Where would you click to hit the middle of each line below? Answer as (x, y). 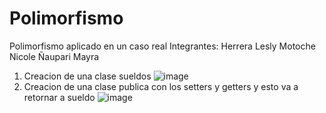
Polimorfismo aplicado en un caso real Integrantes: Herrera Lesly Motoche (162, 46)
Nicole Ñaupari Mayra (54, 56)
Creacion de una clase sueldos (87, 76)
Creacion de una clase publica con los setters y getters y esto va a (161, 86)
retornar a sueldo (59, 97)
